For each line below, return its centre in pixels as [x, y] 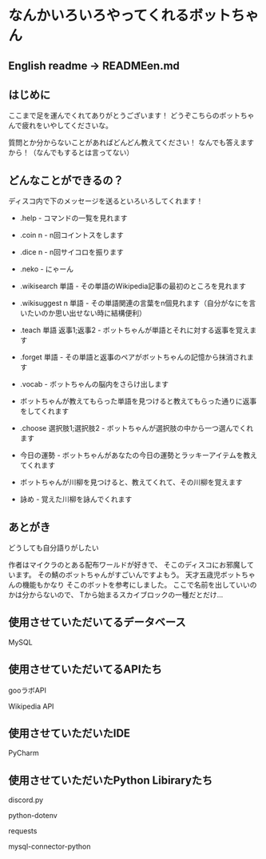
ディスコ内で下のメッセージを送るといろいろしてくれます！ [106, 201]
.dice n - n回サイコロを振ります [71, 252]
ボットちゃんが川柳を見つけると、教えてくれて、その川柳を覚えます [131, 482]
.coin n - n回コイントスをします [71, 235]
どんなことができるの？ [66, 180]
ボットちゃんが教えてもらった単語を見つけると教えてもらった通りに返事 [138, 401]
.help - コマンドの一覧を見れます [73, 218]
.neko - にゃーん [47, 269]
